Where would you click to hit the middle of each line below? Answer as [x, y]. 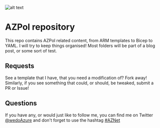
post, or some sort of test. [31, 50]
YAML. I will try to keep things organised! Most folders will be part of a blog [80, 46]
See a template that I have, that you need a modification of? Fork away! [76, 78]
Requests [20, 66]
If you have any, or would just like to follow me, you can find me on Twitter [79, 115]
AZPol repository [40, 27]
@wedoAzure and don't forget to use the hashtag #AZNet [63, 120]
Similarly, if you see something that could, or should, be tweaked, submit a [79, 83]
